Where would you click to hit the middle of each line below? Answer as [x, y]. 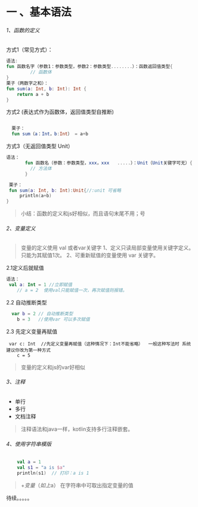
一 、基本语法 [39, 12]
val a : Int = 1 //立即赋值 [41, 285]
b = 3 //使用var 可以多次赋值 [54, 319]
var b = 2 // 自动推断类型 [42, 313]
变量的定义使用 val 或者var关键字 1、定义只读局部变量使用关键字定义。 [107, 248]
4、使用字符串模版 [29, 444]
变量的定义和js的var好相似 [53, 367]
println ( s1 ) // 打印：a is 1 [53, 473]
